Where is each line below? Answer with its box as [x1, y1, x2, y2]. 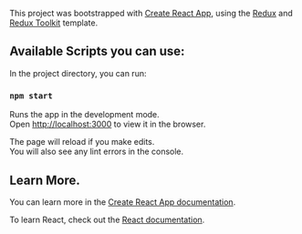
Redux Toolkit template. [9, 17, 99, 28]
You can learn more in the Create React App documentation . [9, 196, 236, 208]
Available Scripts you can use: [9, 44, 185, 59]
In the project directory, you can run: [9, 67, 147, 78]
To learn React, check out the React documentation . [9, 214, 205, 225]
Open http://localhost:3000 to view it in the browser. [9, 118, 206, 130]
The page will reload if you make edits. [9, 137, 155, 148]
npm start [9, 90, 53, 101]
